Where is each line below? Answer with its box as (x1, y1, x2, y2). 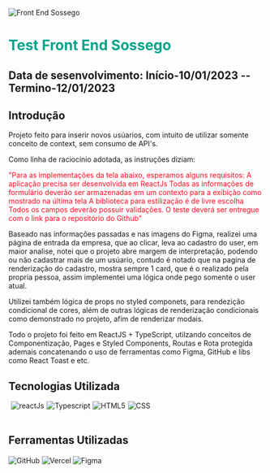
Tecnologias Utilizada (8, 379, 120, 393)
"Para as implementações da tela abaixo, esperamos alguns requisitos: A (8, 171, 252, 180)
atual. (8, 281, 28, 291)
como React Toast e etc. (8, 356, 90, 366)
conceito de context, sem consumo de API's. (8, 139, 158, 149)
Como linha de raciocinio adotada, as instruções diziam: (8, 154, 196, 164)
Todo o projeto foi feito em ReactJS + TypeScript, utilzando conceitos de (8, 330, 251, 340)
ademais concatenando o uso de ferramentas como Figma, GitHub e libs (8, 347, 251, 357)
